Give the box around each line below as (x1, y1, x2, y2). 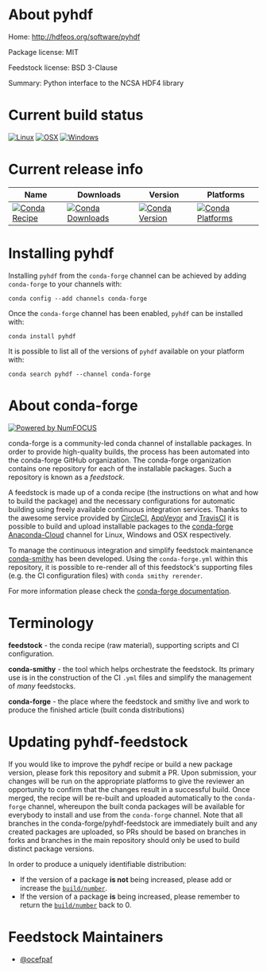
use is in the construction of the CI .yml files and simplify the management (8, 673, 252, 682)
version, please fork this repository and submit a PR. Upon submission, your (8, 767, 257, 777)
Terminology (8, 614, 94, 632)
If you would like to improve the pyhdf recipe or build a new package (8, 759, 233, 769)
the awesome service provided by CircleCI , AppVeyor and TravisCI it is (8, 513, 240, 522)
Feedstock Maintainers (8, 927, 164, 946)
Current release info (8, 161, 144, 178)
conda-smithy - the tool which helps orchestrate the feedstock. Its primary (8, 664, 255, 673)
